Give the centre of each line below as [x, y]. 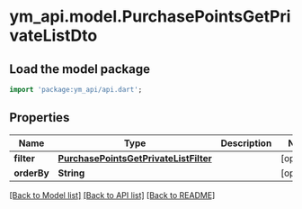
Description [246, 143]
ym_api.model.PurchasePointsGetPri [150, 17]
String [71, 173]
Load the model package [80, 69]
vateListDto [53, 36]
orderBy [31, 173]
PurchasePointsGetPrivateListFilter [135, 158]
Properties [40, 118]
